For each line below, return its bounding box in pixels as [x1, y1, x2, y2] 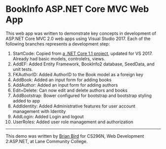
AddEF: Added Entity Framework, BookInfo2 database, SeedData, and [12, 61, 155, 67]
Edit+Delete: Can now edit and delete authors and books [12, 87, 128, 93]
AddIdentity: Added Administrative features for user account [12, 103, 135, 109]
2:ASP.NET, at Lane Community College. [5, 138, 88, 144]
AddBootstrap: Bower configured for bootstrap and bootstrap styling [12, 93, 152, 99]
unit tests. [12, 66, 33, 72]
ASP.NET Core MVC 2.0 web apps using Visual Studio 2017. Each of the [5, 36, 151, 42]
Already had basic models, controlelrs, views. [12, 55, 105, 61]
